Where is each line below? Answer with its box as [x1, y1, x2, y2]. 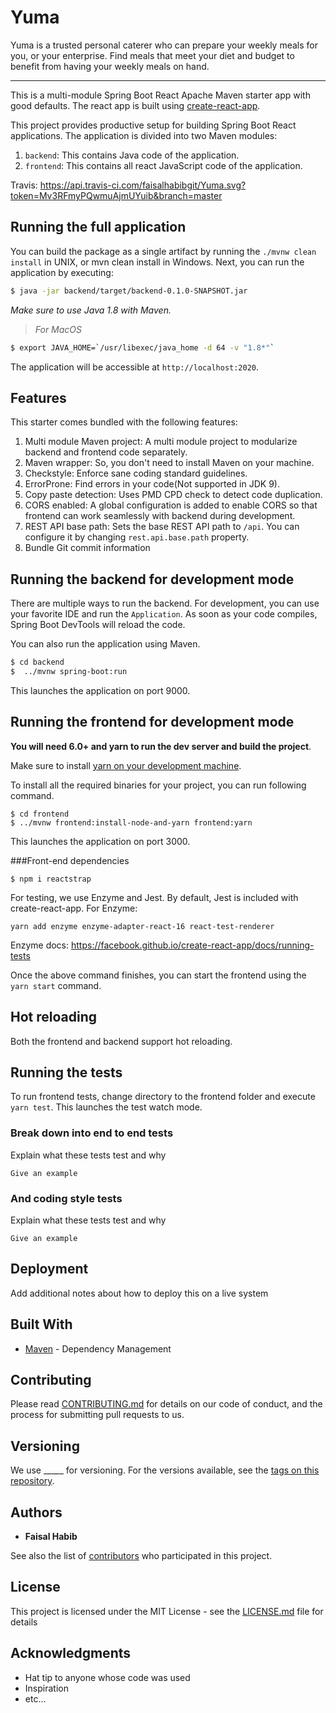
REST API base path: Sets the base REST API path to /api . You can [24, 521, 300, 533]
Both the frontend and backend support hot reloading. [10, 1035, 233, 1047]
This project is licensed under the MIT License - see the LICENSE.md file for [10, 1605, 324, 1617]
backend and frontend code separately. [24, 446, 188, 458]
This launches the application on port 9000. [10, 684, 191, 696]
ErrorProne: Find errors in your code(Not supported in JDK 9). [24, 478, 280, 490]
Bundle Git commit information [24, 542, 151, 554]
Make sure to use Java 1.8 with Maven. [10, 304, 172, 316]
